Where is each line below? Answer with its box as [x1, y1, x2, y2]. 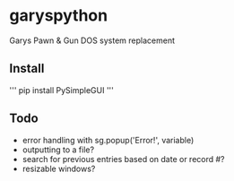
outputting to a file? [22, 144, 95, 155]
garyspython [9, 5, 108, 26]
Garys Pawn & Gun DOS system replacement [9, 35, 175, 46]
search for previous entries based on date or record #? [22, 153, 226, 164]
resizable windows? [22, 163, 96, 174]
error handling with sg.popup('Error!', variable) [22, 134, 195, 145]
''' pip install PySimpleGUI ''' [9, 84, 115, 95]
